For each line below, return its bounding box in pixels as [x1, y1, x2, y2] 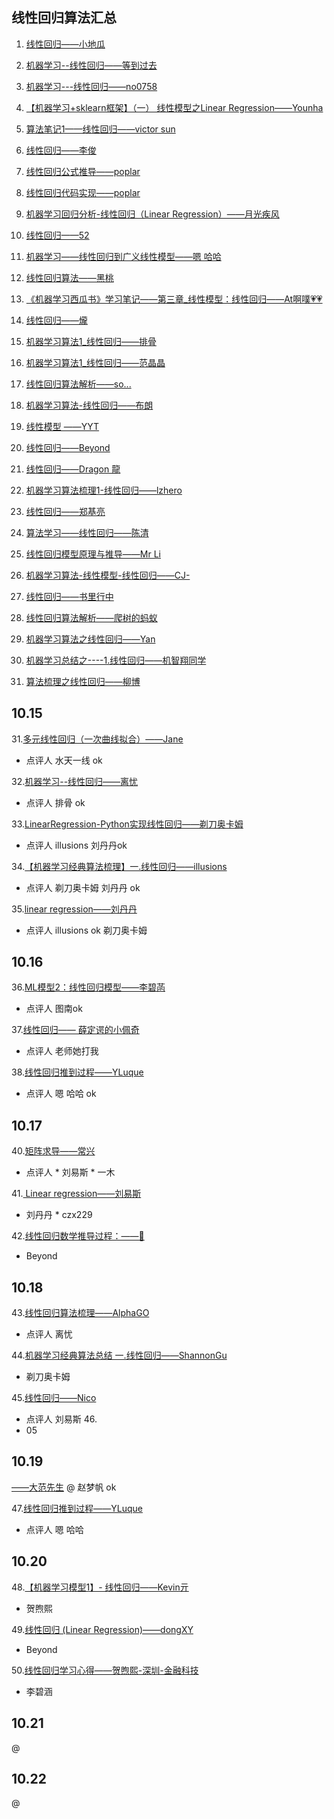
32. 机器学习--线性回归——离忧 [11, 775, 139, 787]
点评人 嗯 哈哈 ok [25, 1088, 97, 1100]
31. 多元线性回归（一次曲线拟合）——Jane [11, 733, 184, 745]
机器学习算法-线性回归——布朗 [25, 399, 154, 411]
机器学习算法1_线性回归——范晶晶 [25, 356, 166, 368]
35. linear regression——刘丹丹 [11, 903, 138, 915]
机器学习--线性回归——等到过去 [25, 59, 158, 71]
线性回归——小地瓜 [25, 38, 106, 50]
